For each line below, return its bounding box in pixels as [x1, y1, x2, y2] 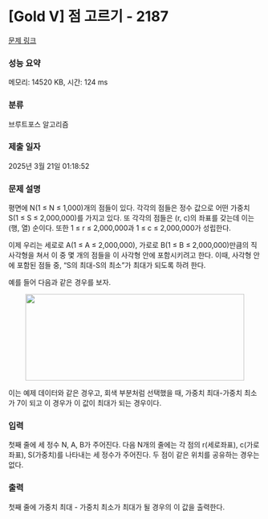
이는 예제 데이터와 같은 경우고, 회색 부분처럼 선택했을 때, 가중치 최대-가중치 [8, 388, 243, 398]
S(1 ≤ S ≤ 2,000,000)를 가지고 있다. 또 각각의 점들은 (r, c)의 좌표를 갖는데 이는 [8, 213, 255, 223]
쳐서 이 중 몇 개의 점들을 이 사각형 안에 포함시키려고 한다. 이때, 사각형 [35, 250, 252, 260]
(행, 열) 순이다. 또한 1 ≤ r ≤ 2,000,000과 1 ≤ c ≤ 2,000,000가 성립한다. [8, 223, 231, 233]
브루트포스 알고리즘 [8, 119, 69, 129]
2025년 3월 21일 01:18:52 [8, 161, 90, 171]
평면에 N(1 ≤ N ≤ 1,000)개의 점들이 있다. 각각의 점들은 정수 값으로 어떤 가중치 [8, 203, 250, 213]
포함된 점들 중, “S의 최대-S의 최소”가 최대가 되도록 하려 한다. [16, 261, 206, 270]
